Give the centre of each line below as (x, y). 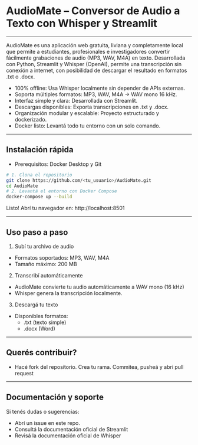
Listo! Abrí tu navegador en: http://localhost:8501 (65, 208)
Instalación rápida (40, 150)
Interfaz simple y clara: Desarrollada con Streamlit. (76, 100)
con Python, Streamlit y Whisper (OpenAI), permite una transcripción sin (94, 64)
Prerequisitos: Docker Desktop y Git (58, 164)
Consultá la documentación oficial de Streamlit (71, 429)
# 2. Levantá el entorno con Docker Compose (62, 191)
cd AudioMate (22, 186)
